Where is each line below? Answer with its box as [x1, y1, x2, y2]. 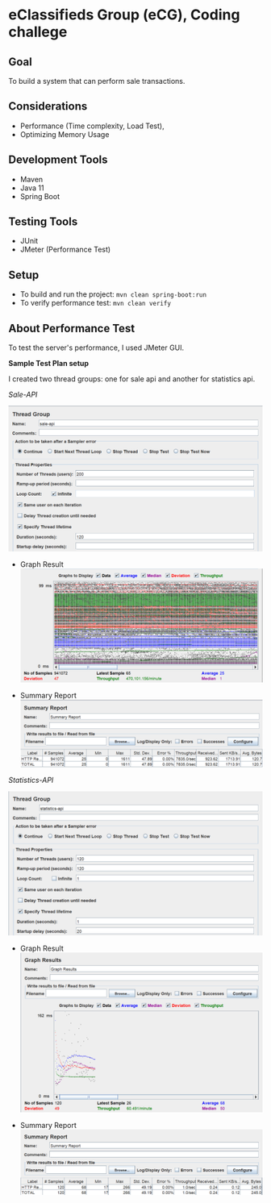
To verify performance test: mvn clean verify [19, 298, 172, 308]
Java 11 [19, 183, 44, 193]
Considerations [8, 99, 88, 114]
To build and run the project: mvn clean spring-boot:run [19, 289, 207, 299]
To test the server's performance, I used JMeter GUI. [8, 343, 185, 352]
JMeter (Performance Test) [19, 244, 111, 255]
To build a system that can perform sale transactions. [8, 77, 186, 85]
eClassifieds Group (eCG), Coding [8, 6, 240, 24]
